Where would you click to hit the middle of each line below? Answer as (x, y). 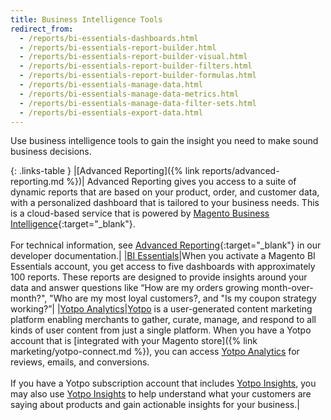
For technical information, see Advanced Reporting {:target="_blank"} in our (166, 245)
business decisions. (51, 152)
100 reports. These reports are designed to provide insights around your (159, 277)
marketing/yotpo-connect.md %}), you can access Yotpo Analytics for (155, 352)
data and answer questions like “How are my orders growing (135, 288)
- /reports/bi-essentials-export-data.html (111, 112)
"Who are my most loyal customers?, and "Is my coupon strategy (183, 298)
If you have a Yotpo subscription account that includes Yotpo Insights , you (163, 383)
